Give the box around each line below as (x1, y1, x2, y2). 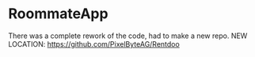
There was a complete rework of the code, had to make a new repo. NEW (8, 31, 248, 40)
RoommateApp (8, 5, 108, 23)
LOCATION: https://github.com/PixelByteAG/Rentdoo (8, 39, 180, 48)
